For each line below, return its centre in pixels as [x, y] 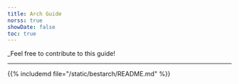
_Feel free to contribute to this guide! [62, 54]
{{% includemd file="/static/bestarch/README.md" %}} [89, 74]
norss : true [25, 20]
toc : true [22, 34]
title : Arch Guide [34, 14]
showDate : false [31, 27]
